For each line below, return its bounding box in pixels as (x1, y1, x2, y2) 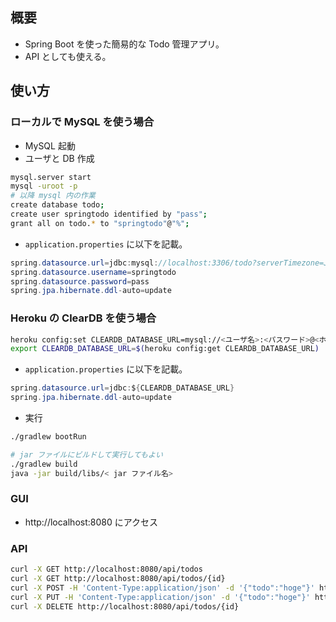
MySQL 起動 (24, 139, 76, 152)
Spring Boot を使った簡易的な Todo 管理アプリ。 (24, 38, 225, 50)
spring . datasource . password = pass (10, 276, 150, 287)
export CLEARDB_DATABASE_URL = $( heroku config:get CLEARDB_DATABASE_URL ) (10, 344, 320, 354)
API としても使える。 (24, 50, 112, 62)
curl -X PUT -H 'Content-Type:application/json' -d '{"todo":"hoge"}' (10, 592, 311, 602)
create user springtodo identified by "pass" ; (10, 209, 208, 219)
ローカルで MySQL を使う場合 (10, 115, 155, 129)
